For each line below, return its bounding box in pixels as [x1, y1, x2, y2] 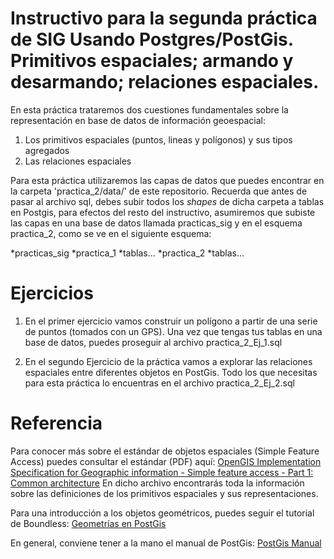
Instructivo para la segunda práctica [10, 7, 318, 30]
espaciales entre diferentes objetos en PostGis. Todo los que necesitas [24, 366, 318, 378]
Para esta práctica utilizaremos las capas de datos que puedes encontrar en [10, 174, 325, 186]
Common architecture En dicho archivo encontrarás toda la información [10, 477, 305, 489]
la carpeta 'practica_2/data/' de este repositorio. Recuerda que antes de [10, 185, 308, 197]
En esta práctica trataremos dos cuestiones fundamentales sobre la [10, 103, 289, 116]
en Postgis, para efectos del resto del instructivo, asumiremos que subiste [10, 206, 316, 218]
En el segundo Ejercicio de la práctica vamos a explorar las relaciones [24, 355, 313, 367]
